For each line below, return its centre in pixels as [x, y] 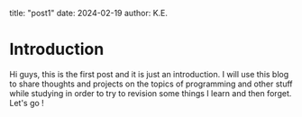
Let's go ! [27, 103]
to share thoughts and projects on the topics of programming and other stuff [151, 84]
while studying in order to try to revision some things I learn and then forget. [151, 93]
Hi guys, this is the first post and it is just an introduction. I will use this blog [149, 74]
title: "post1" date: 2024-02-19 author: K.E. [89, 13]
